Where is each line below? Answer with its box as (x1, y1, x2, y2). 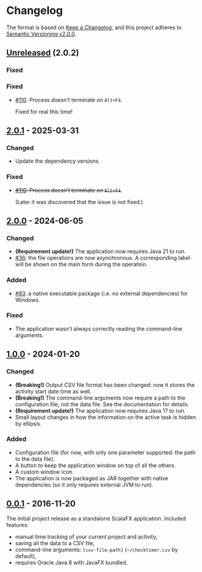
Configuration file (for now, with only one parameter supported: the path (15, 449, 196, 456)
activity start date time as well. (15, 387, 92, 395)
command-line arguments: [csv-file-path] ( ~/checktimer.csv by (15, 546, 178, 553)
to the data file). (15, 455, 55, 462)
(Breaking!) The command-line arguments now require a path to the (15, 394, 186, 401)
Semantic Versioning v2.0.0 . (6, 30, 77, 37)
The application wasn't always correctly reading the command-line (15, 325, 183, 332)
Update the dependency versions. (15, 157, 100, 165)
